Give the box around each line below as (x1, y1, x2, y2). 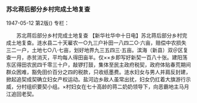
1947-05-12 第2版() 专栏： (6, 19, 70, 27)
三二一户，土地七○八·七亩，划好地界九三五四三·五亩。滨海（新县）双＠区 (6, 47, 184, 54)
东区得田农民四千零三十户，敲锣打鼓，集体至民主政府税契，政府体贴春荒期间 (6, 61, 191, 68)
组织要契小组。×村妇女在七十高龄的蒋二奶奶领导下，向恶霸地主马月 (26, 83, 189, 90)
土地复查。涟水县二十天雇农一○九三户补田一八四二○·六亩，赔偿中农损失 (11, 39, 186, 46)
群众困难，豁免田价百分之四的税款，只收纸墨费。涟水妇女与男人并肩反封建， (6, 68, 191, 75)
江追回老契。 (6, 91, 37, 98)
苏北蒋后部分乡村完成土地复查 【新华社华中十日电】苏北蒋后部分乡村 (16, 32, 182, 39)
